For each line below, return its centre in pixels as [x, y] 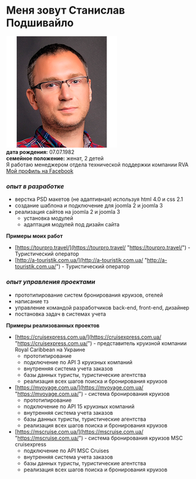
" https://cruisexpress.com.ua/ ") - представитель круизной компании [101, 343]
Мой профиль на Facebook [40, 171]
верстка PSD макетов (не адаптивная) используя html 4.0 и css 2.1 [99, 199]
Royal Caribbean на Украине [50, 349]
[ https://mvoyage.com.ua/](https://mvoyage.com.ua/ [79, 387]
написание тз [32, 301]
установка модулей [48, 218]
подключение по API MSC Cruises [66, 450]
